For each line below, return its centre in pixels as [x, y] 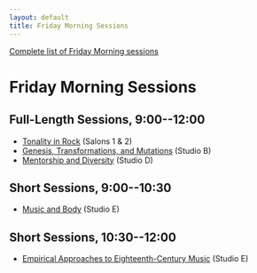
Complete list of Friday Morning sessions [84, 51]
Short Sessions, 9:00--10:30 [90, 188]
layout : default [39, 17]
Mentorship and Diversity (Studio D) [87, 160]
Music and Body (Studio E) [70, 209]
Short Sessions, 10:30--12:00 [93, 237]
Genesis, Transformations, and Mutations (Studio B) [117, 150]
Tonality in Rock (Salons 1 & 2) [77, 141]
